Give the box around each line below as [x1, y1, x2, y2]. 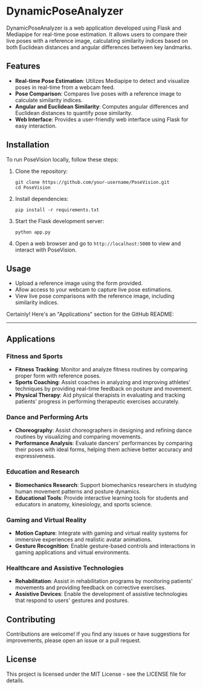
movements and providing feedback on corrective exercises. [14, 584, 166, 591]
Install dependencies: [14, 195, 69, 202]
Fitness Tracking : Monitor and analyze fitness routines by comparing [14, 366, 188, 373]
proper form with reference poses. [14, 372, 101, 379]
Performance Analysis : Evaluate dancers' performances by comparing [14, 440, 193, 447]
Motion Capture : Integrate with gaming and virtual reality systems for [14, 529, 188, 537]
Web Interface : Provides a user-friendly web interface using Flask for [14, 116, 188, 123]
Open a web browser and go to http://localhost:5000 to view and [14, 240, 181, 247]
